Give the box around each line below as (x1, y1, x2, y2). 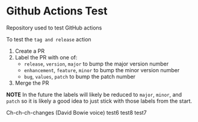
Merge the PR (14, 79, 49, 87)
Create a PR (14, 47, 45, 55)
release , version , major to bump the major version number (23, 60, 169, 67)
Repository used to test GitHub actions (6, 24, 102, 31)
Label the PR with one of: (14, 53, 78, 61)
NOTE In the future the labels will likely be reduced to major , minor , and (6, 91, 182, 98)
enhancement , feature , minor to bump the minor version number (23, 66, 180, 73)
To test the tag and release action (6, 35, 91, 43)
